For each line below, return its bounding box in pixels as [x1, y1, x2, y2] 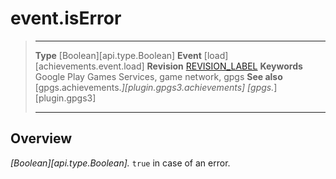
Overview [10, 130, 73, 147]
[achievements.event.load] [34, 60, 145, 72]
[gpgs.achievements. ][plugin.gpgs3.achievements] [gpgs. [34, 81, 275, 93]
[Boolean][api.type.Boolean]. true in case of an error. [10, 157, 231, 169]
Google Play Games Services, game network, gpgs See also [34, 70, 283, 82]
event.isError [10, 7, 122, 30]
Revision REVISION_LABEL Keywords [146, 60, 303, 72]
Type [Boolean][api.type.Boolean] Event [34, 49, 202, 61]
